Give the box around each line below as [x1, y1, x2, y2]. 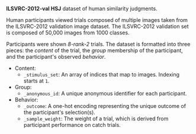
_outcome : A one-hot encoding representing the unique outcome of [23, 103, 187, 109]
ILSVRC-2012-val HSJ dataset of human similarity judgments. [6, 5, 158, 12]
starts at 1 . [23, 77, 50, 84]
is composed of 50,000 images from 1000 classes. [6, 29, 130, 36]
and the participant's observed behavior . [6, 53, 106, 60]
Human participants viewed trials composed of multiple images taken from [6, 17, 188, 23]
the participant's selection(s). [23, 109, 96, 116]
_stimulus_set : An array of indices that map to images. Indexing [23, 71, 179, 78]
